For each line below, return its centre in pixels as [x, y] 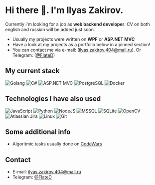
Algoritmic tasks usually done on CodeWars [57, 144]
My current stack [32, 71]
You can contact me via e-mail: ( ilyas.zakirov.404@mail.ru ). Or [77, 50]
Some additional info [38, 132]
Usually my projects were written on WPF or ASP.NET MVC [74, 39]
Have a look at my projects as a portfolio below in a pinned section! [81, 44]
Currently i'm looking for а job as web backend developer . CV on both [78, 24]
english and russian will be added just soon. [50, 29]
